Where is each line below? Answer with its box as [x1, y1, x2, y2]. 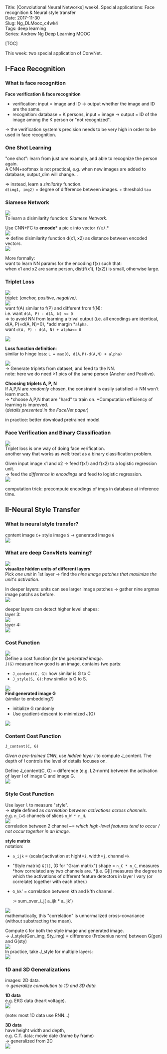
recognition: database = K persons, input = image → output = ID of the [12, 111, 158, 117]
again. [5, 160, 18, 166]
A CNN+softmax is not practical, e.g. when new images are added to [5, 166, 146, 172]
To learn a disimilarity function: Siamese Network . [5, 215, 108, 221]
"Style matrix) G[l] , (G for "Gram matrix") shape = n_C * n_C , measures [12, 862, 160, 868]
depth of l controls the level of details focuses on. [5, 758, 107, 764]
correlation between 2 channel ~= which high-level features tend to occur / [5, 822, 160, 829]
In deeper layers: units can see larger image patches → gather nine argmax [5, 586, 160, 592]
